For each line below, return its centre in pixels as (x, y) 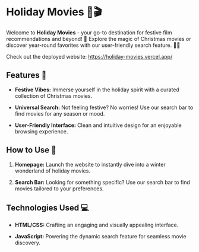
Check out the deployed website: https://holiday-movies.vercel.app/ (89, 56)
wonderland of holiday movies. (53, 171)
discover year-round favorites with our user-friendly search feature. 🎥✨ (93, 45)
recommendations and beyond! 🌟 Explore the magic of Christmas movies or (99, 39)
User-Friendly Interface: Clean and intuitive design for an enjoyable (98, 125)
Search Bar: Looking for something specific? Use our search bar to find (102, 182)
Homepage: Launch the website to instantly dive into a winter (90, 164)
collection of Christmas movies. (53, 95)
